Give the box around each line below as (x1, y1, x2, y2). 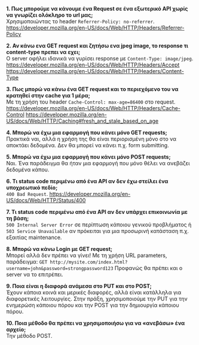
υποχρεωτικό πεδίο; (6, 184, 58, 191)
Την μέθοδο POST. (6, 332, 53, 339)
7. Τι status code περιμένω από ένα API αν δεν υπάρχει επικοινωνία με (6, 208, 188, 215)
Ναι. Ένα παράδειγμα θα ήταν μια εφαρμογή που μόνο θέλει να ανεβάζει (6, 160, 190, 167)
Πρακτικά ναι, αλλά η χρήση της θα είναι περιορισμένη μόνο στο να (6, 135, 177, 143)
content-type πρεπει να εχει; (6, 49, 81, 56)
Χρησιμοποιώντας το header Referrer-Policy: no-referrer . (6, 18, 155, 25)
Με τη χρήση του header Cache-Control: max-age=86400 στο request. (6, 98, 176, 105)
